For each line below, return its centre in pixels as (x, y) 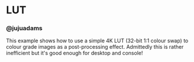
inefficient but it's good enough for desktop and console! (75, 53)
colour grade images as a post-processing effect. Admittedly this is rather (95, 47)
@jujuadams (24, 28)
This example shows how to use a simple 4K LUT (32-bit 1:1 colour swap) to (97, 41)
